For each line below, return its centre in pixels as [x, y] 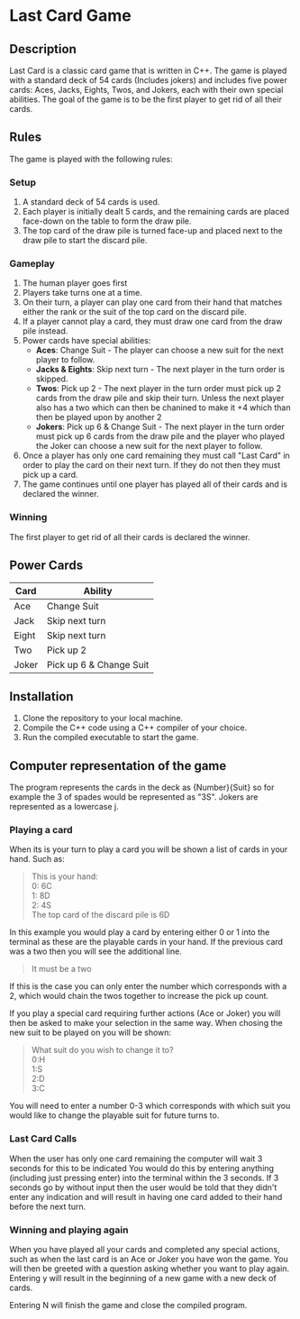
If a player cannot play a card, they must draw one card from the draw [152, 322]
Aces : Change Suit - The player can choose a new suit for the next [159, 350]
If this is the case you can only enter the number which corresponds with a [148, 986]
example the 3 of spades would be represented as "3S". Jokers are [134, 797]
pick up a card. [50, 475]
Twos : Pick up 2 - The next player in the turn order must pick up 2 [159, 389]
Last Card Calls [43, 1139]
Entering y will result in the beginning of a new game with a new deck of [143, 1278]
